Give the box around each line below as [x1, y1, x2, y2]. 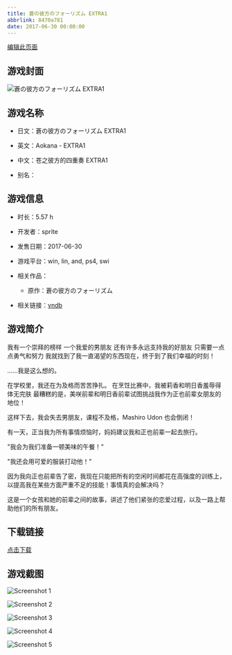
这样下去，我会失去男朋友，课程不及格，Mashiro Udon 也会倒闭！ [7, 413, 195, 421]
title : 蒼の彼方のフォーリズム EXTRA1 [7, 10, 108, 17]
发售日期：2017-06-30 [17, 242, 82, 250]
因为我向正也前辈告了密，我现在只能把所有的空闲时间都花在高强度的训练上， [7, 472, 226, 480]
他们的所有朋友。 [12, 503, 62, 512]
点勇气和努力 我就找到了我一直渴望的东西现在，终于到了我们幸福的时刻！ [7, 351, 215, 360]
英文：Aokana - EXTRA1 [17, 141, 86, 150]
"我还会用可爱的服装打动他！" [7, 457, 92, 465]
